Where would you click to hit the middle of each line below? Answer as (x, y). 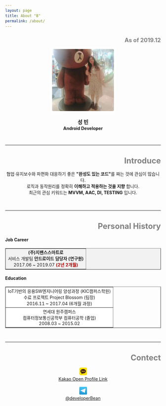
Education (16, 278)
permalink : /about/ (25, 21)
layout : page (19, 10)
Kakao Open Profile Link (83, 379)
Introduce (143, 161)
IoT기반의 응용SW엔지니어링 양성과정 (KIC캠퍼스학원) (60, 291)
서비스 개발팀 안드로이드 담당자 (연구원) (46, 259)
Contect (146, 357)
